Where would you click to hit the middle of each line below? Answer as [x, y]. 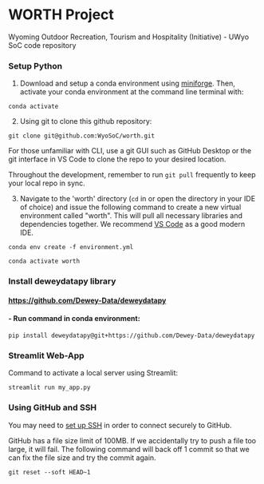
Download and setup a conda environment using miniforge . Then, [127, 83]
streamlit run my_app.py [49, 388]
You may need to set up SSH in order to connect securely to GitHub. [120, 425]
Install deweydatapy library [62, 281]
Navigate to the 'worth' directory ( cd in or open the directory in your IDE [138, 199]
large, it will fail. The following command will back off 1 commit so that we [129, 449]
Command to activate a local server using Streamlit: [93, 373]
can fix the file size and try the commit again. [83, 458]
